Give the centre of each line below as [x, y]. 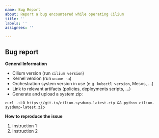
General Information [26, 64]
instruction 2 [25, 131]
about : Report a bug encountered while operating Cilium [65, 14]
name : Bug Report [23, 10]
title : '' [15, 19]
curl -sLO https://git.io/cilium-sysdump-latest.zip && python [71, 103]
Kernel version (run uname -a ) [42, 78]
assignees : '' [20, 28]
